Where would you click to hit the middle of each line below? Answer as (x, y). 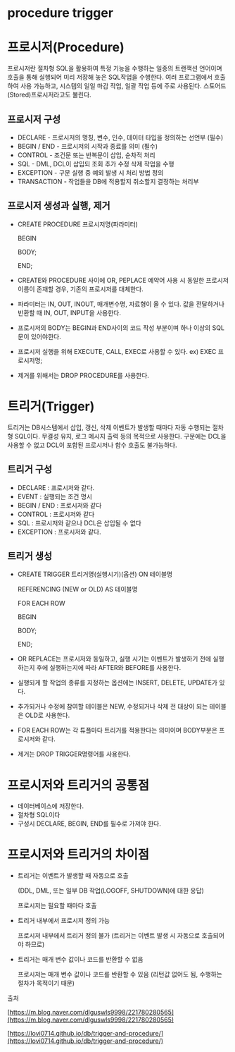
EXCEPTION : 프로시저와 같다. (59, 532)
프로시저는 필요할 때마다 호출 (57, 906)
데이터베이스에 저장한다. (51, 806)
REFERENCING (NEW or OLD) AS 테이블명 (78, 589)
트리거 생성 (30, 556)
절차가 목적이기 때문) (46, 983)
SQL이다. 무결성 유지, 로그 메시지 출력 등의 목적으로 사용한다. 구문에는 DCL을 (120, 436)
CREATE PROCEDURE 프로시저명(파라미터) (78, 224)
